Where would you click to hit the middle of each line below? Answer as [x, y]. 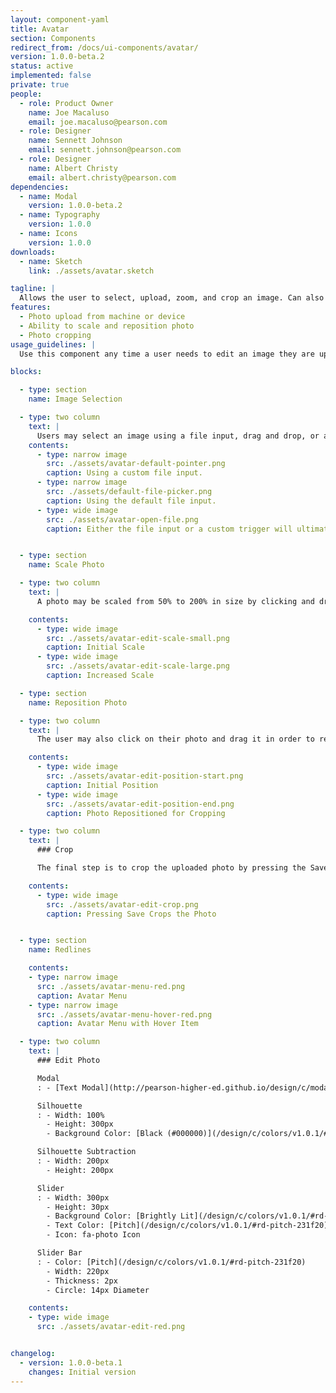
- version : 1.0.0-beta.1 [71, 1362]
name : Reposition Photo [78, 702]
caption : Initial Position [102, 785]
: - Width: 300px [73, 1197]
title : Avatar [40, 29]
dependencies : [40, 187]
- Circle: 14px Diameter [98, 1290]
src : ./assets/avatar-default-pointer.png [136, 464]
